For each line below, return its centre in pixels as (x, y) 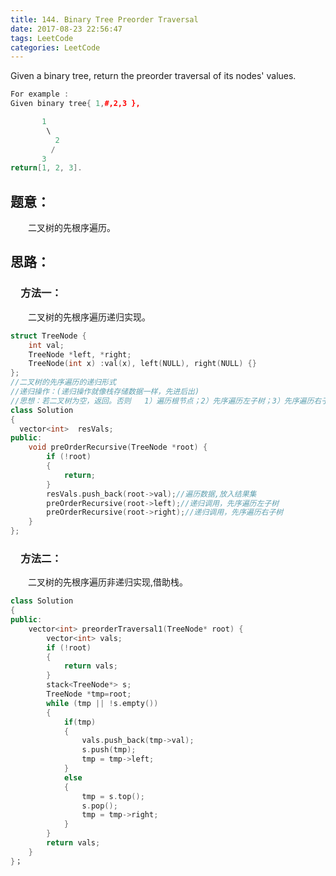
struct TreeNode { (48, 336)
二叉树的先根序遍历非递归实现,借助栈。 (108, 582)
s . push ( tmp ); (109, 750)
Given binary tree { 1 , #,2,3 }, (75, 104)
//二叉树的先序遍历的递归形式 (63, 382)
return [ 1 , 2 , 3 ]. (46, 168)
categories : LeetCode (55, 47)
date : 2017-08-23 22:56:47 (66, 29)
